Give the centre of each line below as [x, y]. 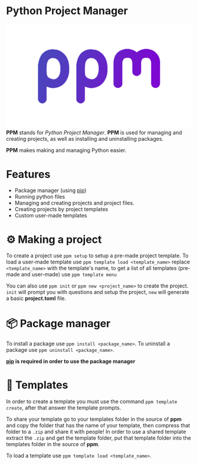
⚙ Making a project [54, 239]
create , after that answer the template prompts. [64, 408]
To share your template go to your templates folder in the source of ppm [94, 419]
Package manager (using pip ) [50, 190]
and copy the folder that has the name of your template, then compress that [98, 426]
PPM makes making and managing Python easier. [66, 150]
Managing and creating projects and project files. [74, 203]
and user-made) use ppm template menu [69, 275]
